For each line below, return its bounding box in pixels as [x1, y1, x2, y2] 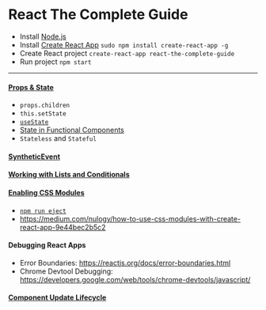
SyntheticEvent [8, 152, 61, 161]
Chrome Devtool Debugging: [19, 267, 113, 276]
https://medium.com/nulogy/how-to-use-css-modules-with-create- [19, 214, 241, 223]
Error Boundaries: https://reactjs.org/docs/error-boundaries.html [19, 258, 231, 267]
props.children [19, 101, 70, 110]
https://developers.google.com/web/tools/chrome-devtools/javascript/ [19, 274, 251, 284]
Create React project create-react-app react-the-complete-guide [19, 48, 235, 58]
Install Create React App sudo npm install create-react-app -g [19, 40, 229, 49]
